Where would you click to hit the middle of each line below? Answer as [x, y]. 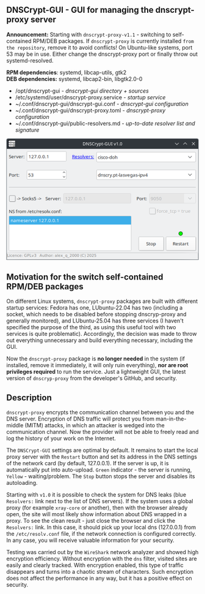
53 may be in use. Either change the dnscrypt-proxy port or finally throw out [102, 54]
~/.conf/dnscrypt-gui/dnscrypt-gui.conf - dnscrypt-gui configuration [102, 104]
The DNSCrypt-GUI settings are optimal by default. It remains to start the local [102, 451]
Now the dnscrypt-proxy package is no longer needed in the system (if [95, 359]
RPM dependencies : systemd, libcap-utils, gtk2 [67, 72]
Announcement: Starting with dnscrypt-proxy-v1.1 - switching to [89, 34]
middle [15, 425]
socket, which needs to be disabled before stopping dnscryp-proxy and [97, 314]
